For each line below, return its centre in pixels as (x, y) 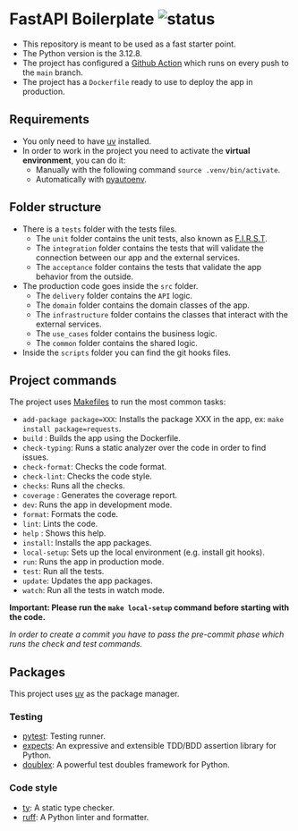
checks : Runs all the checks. (73, 486)
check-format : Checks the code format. (94, 467)
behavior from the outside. (85, 276)
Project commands (63, 380)
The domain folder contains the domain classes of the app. (143, 305)
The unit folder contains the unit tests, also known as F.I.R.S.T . (152, 238)
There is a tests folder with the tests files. (99, 229)
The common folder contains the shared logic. (117, 343)
